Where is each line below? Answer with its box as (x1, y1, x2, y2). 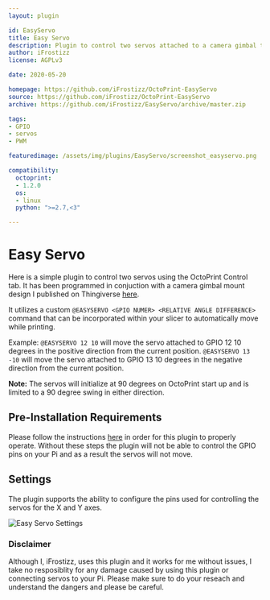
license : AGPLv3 (8, 56, 63, 64)
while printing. (8, 322, 56, 332)
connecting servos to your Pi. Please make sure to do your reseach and (8, 573, 245, 583)
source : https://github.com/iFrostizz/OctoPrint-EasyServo (8, 93, 211, 101)
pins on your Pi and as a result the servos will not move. (8, 449, 193, 459)
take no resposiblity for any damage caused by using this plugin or (8, 565, 229, 574)
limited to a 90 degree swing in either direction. (8, 387, 165, 397)
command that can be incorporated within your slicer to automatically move (8, 313, 259, 323)
